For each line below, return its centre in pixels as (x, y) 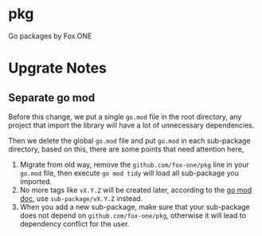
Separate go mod (52, 98)
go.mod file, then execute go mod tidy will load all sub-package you (129, 173)
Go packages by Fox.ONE (50, 36)
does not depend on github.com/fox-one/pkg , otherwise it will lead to (133, 215)
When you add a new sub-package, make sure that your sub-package (135, 206)
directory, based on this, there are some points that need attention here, (126, 149)
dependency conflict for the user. (74, 223)
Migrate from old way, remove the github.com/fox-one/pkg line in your (134, 164)
